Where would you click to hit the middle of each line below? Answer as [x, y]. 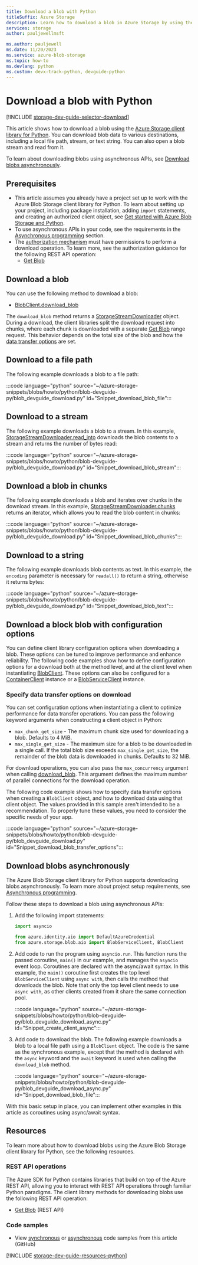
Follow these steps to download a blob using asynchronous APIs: [85, 904]
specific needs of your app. [39, 817]
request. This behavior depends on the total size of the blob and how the [94, 335]
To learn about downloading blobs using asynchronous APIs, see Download [98, 159]
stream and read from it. [35, 148]
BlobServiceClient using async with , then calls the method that [92, 979]
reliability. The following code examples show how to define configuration [96, 661]
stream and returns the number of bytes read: [62, 443]
